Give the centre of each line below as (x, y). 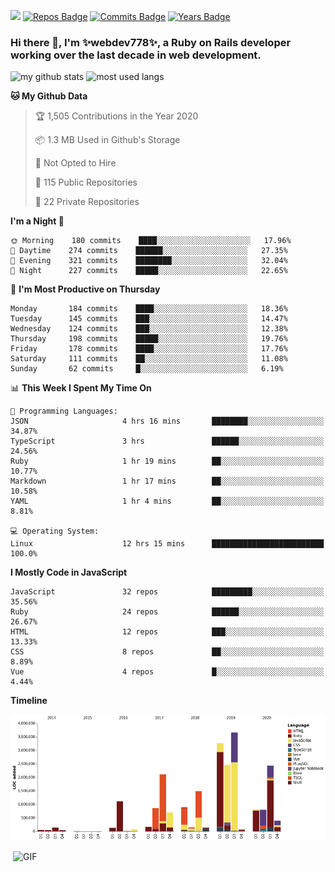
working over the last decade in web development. (136, 55)
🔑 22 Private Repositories (87, 202)
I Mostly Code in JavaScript (69, 572)
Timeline (29, 701)
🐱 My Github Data (49, 96)
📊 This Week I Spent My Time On (81, 388)
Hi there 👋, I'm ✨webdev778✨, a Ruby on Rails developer (151, 42)
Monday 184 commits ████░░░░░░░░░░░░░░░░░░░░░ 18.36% (149, 309)
